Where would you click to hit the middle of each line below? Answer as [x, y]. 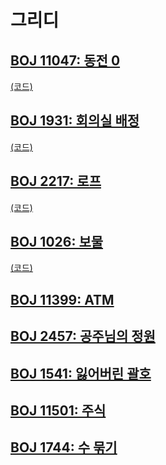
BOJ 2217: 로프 [56, 181]
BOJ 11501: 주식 [58, 410]
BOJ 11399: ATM [62, 299]
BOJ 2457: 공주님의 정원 [83, 336]
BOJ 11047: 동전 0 [65, 60]
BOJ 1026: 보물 [57, 242]
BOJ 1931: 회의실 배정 [75, 121]
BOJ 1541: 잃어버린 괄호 [81, 373]
